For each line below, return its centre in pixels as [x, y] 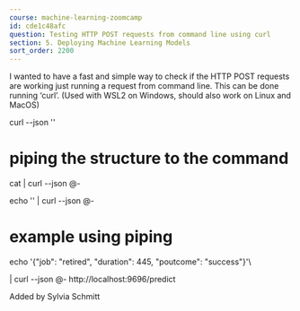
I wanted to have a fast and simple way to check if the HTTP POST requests [150, 76]
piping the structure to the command [149, 159]
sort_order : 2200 [42, 51]
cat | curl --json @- [45, 184]
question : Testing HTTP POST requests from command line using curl [140, 34]
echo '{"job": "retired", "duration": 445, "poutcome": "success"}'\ [130, 262]
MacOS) [25, 105]
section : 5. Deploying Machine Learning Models [100, 43]
